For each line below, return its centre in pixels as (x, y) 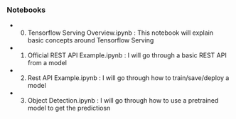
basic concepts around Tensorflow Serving (91, 40)
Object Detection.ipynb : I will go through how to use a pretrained (123, 101)
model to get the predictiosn (69, 108)
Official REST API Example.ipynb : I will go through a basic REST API (127, 55)
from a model (47, 63)
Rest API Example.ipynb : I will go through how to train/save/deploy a (128, 78)
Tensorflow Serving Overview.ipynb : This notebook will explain (120, 33)
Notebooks (26, 10)
